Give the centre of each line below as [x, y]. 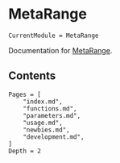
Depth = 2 [25, 151]
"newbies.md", [46, 130]
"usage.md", [43, 123]
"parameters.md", [52, 115]
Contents [32, 76]
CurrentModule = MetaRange [54, 36]
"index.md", [43, 102]
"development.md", [54, 137]
